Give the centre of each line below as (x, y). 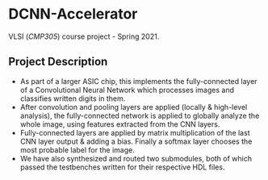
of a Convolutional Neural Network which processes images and (127, 90)
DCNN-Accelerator (73, 14)
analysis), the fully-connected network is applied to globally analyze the (140, 115)
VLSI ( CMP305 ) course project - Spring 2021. (84, 36)
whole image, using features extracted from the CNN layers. (120, 124)
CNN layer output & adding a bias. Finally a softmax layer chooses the (136, 141)
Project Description (58, 62)
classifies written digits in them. (73, 98)
